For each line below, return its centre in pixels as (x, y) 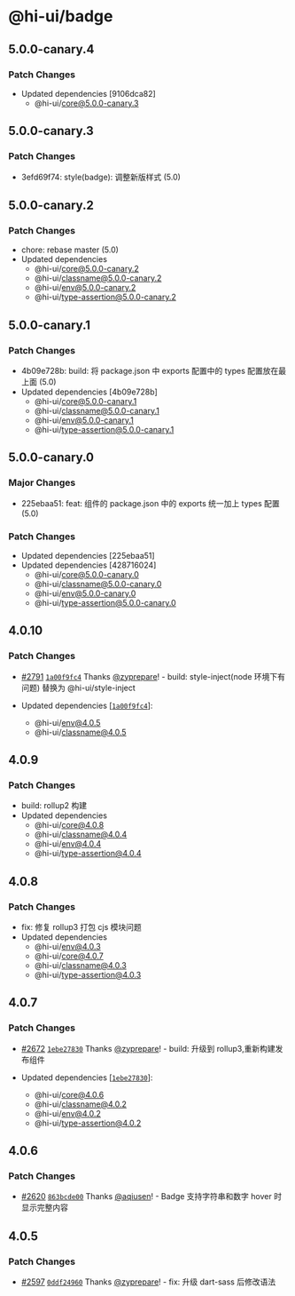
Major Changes (42, 483)
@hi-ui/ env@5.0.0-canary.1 (84, 420)
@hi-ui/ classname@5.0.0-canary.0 (98, 584)
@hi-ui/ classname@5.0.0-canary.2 (98, 278)
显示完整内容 (44, 1208)
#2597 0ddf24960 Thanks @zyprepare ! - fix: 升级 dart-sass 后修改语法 (148, 1282)
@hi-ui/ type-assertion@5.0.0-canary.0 (105, 602)
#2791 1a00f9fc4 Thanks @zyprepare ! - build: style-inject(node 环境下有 (153, 676)
